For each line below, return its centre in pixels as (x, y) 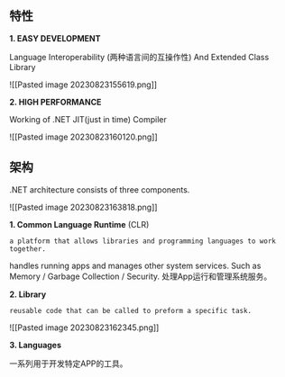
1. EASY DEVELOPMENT (55, 38)
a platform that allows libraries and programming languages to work (143, 241)
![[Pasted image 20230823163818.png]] (83, 207)
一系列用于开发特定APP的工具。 (69, 364)
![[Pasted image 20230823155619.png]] (83, 85)
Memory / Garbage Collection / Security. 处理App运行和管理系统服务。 (141, 276)
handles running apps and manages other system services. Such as (135, 265)
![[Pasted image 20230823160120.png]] (83, 137)
